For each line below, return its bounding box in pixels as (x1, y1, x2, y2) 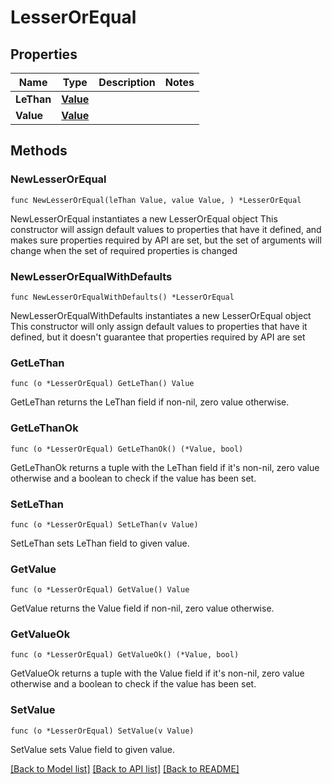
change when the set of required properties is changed (10, 244, 238, 256)
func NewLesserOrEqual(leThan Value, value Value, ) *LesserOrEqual (10, 195, 302, 205)
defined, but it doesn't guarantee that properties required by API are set (10, 331, 306, 343)
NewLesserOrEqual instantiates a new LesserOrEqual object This (10, 212, 278, 225)
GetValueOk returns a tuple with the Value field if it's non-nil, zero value (10, 667, 305, 680)
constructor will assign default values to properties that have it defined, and (10, 223, 322, 235)
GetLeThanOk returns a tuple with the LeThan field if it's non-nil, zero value (10, 461, 320, 473)
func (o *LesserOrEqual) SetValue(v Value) (10, 726, 195, 736)
